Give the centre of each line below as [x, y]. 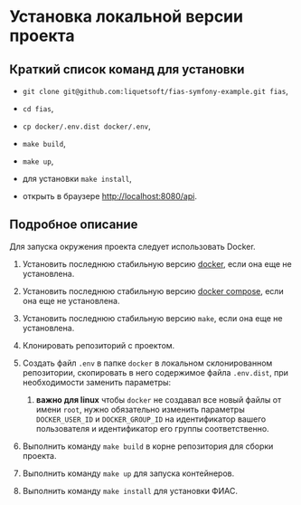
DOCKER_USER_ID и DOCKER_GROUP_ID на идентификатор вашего [151, 419]
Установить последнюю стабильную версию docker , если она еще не [157, 263]
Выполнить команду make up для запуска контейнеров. [128, 473]
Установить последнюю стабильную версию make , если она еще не [152, 318]
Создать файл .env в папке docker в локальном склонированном [147, 363]
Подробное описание [74, 225]
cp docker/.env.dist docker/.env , [86, 126]
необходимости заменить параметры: [97, 382]
